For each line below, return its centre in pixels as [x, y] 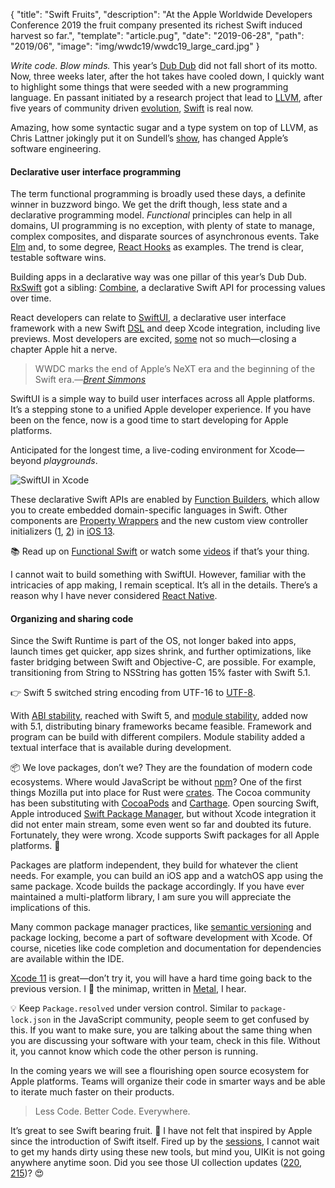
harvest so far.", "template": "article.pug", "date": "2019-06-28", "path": [157, 35]
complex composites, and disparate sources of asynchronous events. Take [165, 236]
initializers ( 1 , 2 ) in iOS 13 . [63, 531]
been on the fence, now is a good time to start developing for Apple [149, 420]
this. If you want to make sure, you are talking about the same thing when [161, 1030]
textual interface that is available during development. [121, 748]
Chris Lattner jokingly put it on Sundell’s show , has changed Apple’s [149, 138]
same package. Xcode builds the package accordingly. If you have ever [157, 886]
